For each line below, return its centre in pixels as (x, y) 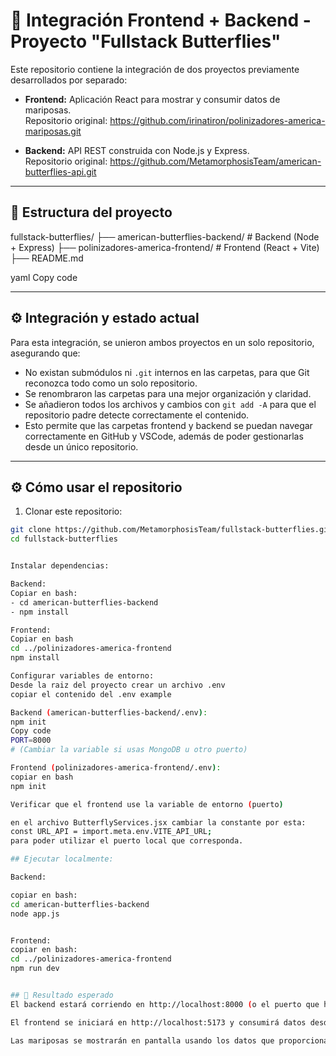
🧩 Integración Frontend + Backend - (161, 20)
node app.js (35, 914)
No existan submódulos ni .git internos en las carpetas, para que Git (167, 372)
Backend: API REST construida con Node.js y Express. (137, 150)
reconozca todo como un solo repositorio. (111, 383)
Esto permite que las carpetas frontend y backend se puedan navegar (168, 425)
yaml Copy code (44, 277)
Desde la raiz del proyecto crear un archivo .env (118, 685)
